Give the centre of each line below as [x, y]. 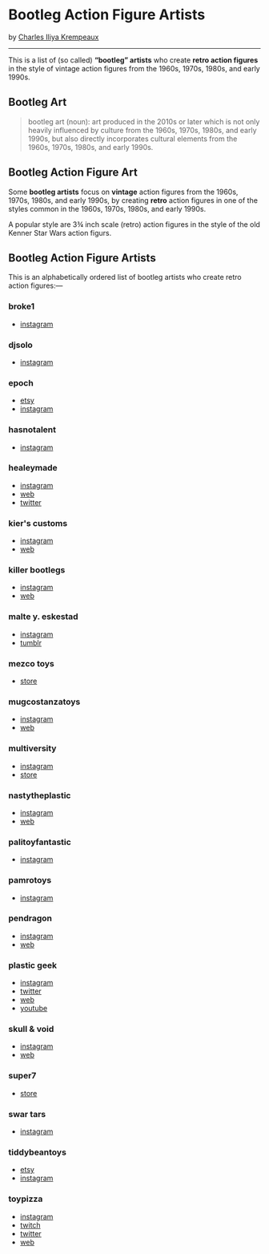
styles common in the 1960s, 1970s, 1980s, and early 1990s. [107, 208]
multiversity [32, 749]
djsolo [21, 345]
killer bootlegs [37, 570]
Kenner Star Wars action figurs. [60, 233]
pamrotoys [30, 880]
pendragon [30, 918]
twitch [30, 1225]
